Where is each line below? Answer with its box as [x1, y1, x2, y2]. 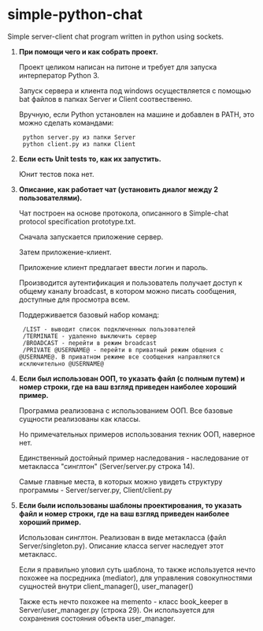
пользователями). [18, 193, 83, 202]
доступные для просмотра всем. [18, 295, 131, 304]
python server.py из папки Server [22, 133, 136, 141]
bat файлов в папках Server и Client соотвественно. [18, 94, 193, 103]
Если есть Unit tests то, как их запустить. [18, 154, 162, 163]
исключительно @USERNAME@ [18, 359, 104, 368]
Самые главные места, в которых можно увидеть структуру [18, 476, 223, 486]
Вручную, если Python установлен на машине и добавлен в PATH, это [18, 109, 255, 119]
